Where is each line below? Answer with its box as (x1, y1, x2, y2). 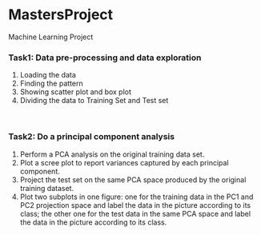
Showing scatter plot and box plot (19, 87, 132, 97)
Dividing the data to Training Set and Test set (19, 96, 169, 106)
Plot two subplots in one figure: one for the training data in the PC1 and (19, 192, 254, 201)
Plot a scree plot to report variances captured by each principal (19, 157, 230, 167)
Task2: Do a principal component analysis (8, 131, 175, 142)
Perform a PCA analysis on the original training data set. (19, 149, 205, 159)
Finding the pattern (19, 78, 83, 89)
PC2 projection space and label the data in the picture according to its (19, 200, 251, 209)
